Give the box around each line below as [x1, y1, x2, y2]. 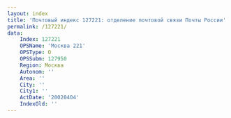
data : [7, 29, 23, 37]
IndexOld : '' [20, 101, 58, 108]
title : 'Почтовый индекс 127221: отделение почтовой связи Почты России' [7, 17, 227, 24]
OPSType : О [20, 49, 52, 56]
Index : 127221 [20, 36, 61, 43]
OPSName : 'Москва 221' [20, 42, 86, 49]
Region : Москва [20, 62, 64, 69]
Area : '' [20, 74, 45, 82]
